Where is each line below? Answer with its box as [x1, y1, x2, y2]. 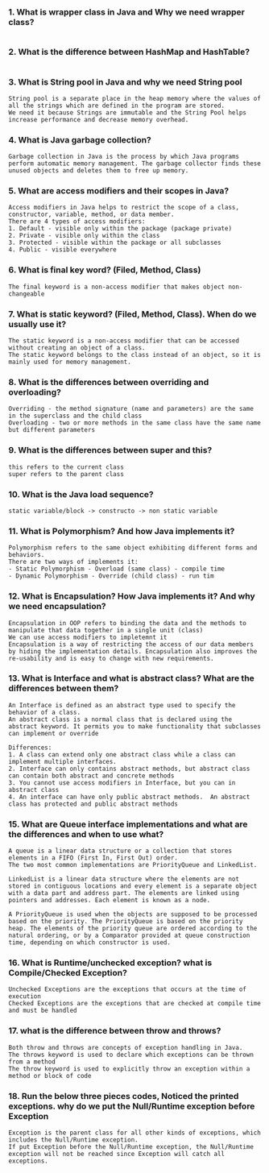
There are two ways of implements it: [8, 558, 139, 566]
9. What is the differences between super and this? [8, 445, 213, 456]
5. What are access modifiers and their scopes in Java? [8, 185, 230, 197]
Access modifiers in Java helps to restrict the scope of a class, [8, 204, 240, 212]
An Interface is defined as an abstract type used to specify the [8, 701, 236, 709]
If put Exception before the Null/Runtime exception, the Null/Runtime [8, 1143, 254, 1151]
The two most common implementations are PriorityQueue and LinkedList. [8, 861, 258, 869]
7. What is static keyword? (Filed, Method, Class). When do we [8, 309, 257, 320]
